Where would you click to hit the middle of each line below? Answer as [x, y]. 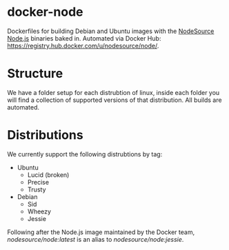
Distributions [46, 135]
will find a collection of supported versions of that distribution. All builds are [114, 100]
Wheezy [39, 211]
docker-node [45, 12]
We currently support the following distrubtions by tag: [85, 154]
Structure [35, 74]
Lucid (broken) [48, 175]
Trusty [37, 189]
